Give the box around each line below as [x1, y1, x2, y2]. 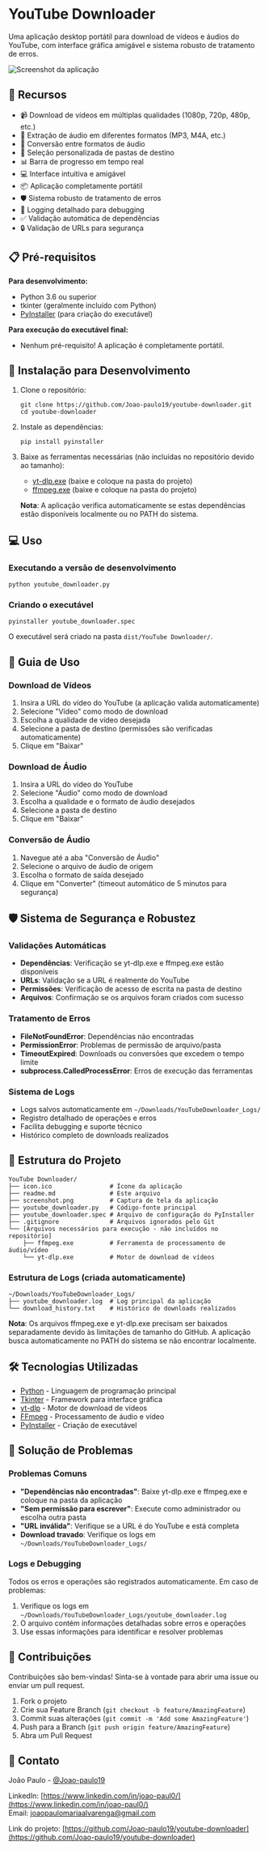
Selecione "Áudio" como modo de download [19, 788, 168, 798]
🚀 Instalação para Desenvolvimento [8, 364, 191, 377]
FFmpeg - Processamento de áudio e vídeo [19, 1411, 165, 1422]
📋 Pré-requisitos [8, 250, 97, 264]
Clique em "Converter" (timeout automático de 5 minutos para [19, 878, 227, 888]
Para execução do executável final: [8, 325, 128, 335]
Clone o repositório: [19, 386, 86, 395]
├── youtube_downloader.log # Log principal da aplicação [8, 1298, 212, 1306]
